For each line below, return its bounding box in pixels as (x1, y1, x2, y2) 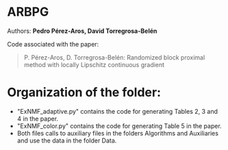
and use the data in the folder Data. (16, 136, 117, 145)
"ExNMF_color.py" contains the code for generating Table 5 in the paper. (16, 121, 223, 130)
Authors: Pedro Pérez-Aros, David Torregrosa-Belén (7, 27, 157, 35)
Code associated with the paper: (7, 40, 99, 48)
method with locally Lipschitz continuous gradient (23, 60, 165, 68)
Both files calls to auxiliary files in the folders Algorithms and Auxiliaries (16, 129, 219, 137)
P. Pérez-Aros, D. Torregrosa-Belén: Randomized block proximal (23, 53, 205, 62)
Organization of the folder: (7, 85, 162, 100)
